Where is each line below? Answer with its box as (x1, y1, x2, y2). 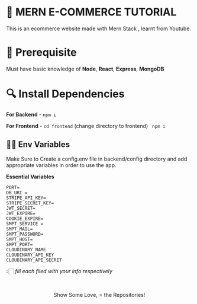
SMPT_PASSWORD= (6, 231, 44, 237)
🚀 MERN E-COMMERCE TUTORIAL (6, 5, 177, 19)
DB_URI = (6, 190, 28, 196)
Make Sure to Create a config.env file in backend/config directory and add (6, 155, 188, 162)
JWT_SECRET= (6, 205, 35, 211)
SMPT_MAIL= (6, 226, 33, 232)
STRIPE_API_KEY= (6, 195, 46, 201)
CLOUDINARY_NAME (6, 247, 46, 252)
